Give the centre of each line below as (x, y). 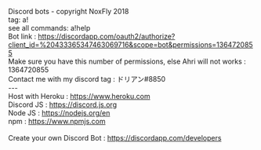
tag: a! (18, 20)
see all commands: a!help (49, 28)
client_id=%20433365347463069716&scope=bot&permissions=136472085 (130, 45)
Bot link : (22, 36)
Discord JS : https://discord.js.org (63, 104)
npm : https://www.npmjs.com (57, 121)
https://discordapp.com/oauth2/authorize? (107, 36)
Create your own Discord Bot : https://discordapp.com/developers (115, 138)
